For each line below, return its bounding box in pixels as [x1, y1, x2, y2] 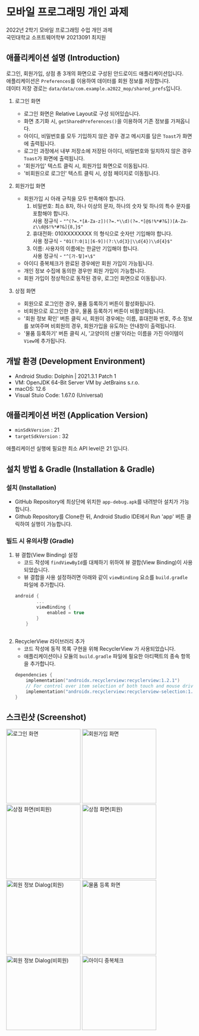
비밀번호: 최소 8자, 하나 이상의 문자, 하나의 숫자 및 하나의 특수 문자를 [32, 202, 191, 209]
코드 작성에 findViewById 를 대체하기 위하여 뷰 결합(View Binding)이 [23, 559, 182, 566]
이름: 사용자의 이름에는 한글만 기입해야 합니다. [32, 245, 139, 252]
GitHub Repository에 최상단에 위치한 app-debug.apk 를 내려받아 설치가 [14, 498, 179, 505]
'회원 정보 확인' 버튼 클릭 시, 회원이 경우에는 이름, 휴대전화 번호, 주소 [23, 315, 182, 322]
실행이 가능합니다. [30, 521, 72, 528]
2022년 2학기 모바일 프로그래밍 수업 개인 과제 [6, 26, 113, 33]
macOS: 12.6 [14, 385, 46, 392]
